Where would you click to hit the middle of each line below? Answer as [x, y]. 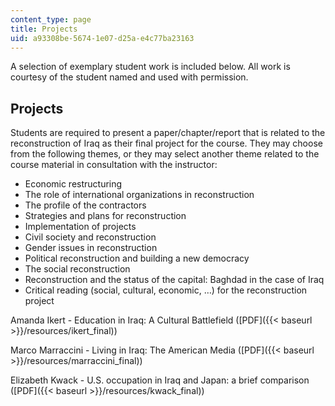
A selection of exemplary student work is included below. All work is [150, 67]
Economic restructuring [73, 184]
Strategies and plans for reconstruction [105, 216]
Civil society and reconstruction [90, 237]
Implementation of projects [80, 227]
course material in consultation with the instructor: [114, 165]
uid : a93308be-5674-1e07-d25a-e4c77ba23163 [102, 38]
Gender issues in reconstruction [91, 248]
